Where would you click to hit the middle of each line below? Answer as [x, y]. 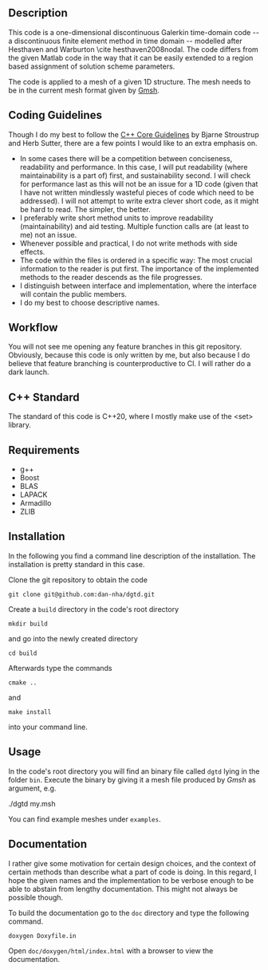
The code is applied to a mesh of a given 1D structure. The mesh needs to [130, 81]
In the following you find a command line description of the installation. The [132, 556]
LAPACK [33, 495]
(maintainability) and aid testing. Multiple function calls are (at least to [134, 226]
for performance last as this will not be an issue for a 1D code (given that [139, 183]
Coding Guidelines [55, 115]
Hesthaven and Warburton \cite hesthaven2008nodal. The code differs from [134, 49]
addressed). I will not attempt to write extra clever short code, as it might [139, 201]
